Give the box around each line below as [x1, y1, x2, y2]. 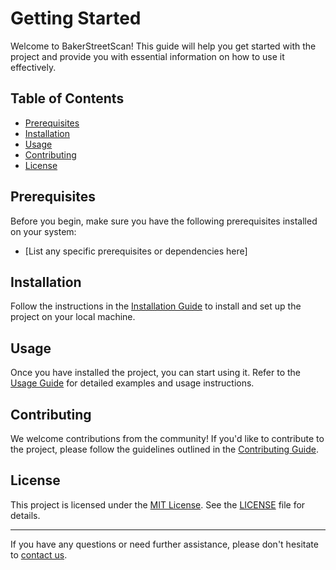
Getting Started [10, 7, 142, 30]
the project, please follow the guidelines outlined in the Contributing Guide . [10, 443, 319, 455]
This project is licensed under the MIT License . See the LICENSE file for [10, 498, 306, 511]
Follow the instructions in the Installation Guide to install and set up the [10, 300, 302, 312]
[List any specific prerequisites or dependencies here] [24, 245, 248, 257]
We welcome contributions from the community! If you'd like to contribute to [10, 433, 325, 444]
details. [10, 509, 41, 521]
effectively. [10, 61, 57, 73]
